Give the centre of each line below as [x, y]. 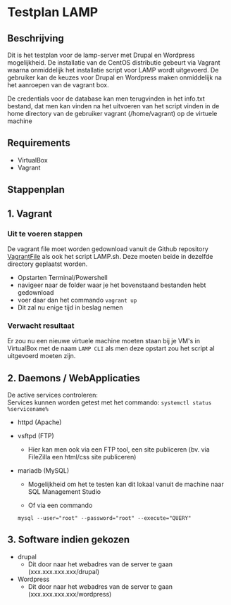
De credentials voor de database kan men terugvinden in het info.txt [106, 98]
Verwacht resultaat [41, 326]
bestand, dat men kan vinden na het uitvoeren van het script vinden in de [113, 106]
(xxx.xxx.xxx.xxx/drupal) [64, 571]
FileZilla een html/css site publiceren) [82, 457]
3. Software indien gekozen [69, 540]
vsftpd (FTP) [36, 436]
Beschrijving [36, 38]
